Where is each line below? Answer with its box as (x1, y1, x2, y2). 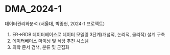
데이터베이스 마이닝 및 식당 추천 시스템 (12, 38, 89, 44)
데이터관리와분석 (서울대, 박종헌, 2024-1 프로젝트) (5, 20, 105, 26)
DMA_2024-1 (5, 3, 62, 15)
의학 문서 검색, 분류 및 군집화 (12, 44, 70, 50)
